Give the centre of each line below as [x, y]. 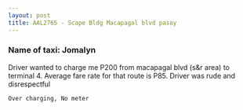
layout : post [29, 15]
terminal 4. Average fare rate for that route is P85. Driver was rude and [122, 75]
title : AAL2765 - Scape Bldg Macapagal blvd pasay [92, 23]
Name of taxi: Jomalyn [52, 50]
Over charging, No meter [49, 98]
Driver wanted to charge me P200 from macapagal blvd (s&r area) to [119, 67]
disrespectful [29, 84]
